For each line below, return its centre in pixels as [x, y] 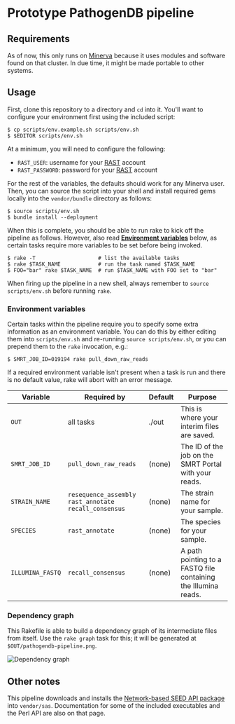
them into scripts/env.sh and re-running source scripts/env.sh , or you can [117, 339]
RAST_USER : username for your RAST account [81, 162]
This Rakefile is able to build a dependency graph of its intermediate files [112, 631]
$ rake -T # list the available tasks [93, 258]
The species [201, 522]
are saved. [198, 435]
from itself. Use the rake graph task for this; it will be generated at [102, 638]
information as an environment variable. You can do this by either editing [112, 332]
